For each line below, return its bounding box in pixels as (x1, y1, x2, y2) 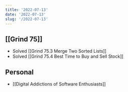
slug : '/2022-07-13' (5, 16, 49, 21)
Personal (5, 68, 34, 76)
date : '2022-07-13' (5, 12, 46, 17)
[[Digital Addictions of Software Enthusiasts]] (12, 81, 106, 87)
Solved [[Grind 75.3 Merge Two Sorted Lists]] (12, 48, 107, 54)
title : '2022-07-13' (5, 7, 49, 12)
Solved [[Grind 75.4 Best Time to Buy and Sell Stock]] (12, 53, 124, 60)
